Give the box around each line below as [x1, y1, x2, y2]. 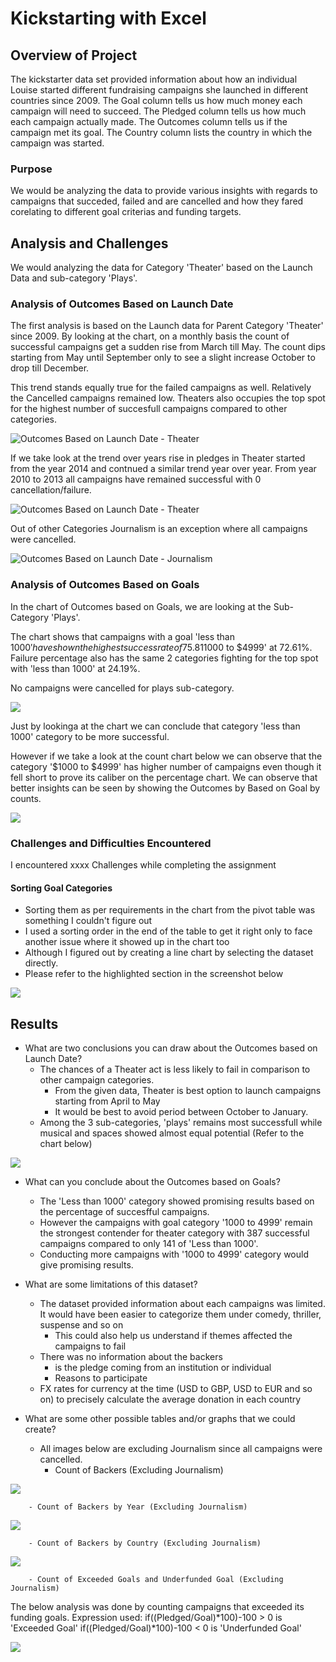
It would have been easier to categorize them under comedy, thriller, [39, 1308, 322, 1321]
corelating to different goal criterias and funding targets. [10, 206, 242, 218]
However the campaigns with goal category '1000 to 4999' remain [39, 1217, 313, 1229]
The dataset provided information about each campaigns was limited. [39, 1298, 326, 1310]
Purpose [10, 162, 53, 176]
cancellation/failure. [10, 484, 92, 496]
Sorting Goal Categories [10, 882, 113, 894]
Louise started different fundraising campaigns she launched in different [10, 84, 308, 96]
